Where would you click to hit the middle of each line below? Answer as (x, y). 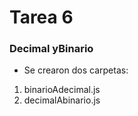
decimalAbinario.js (62, 100)
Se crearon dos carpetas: (76, 70)
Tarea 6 (41, 17)
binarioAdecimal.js (62, 90)
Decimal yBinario (51, 49)
